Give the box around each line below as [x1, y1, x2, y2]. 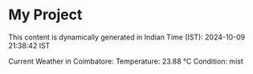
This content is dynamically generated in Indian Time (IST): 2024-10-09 [8, 32, 246, 42]
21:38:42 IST [8, 40, 51, 50]
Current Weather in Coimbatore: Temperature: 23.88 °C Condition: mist [8, 56, 243, 66]
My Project [8, 6, 83, 24]
